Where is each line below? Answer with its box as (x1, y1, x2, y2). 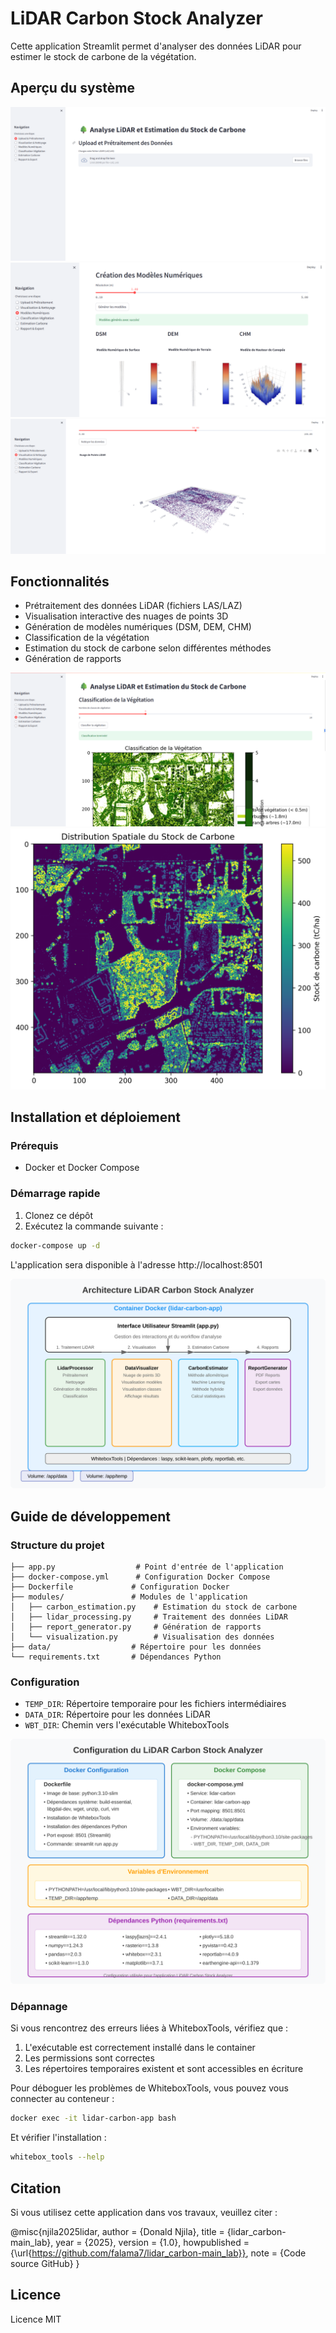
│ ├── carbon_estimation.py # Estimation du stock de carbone (10, 1602, 298, 1612)
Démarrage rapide (10, 1187, 101, 1201)
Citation (10, 2180, 62, 2197)
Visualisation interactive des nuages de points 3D (24, 610, 229, 622)
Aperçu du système (10, 80, 135, 97)
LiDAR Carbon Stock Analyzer (10, 7, 263, 30)
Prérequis (10, 1139, 59, 1153)
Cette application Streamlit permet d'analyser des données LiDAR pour (10, 40, 302, 52)
